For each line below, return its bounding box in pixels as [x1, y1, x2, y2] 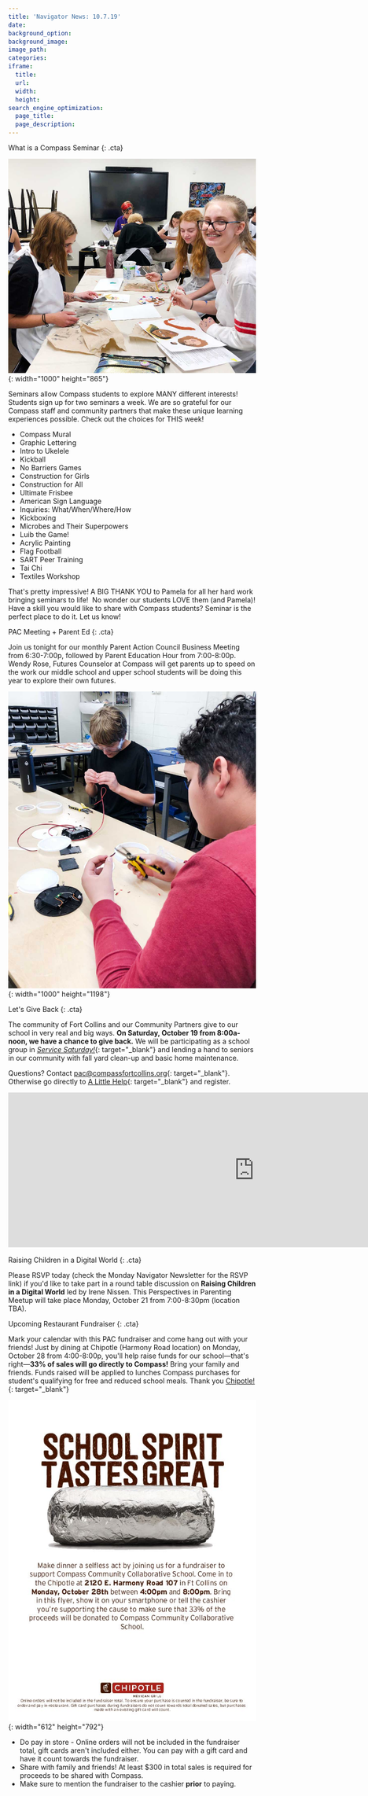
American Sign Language [19, 496, 102, 506]
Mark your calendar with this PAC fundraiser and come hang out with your [8, 1334, 248, 1344]
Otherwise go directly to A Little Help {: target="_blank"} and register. [8, 1077, 231, 1087]
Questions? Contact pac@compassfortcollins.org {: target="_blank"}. [8, 1069, 230, 1078]
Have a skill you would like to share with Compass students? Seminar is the [8, 603, 252, 613]
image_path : [8, 46, 47, 54]
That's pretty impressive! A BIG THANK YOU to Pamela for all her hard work [8, 587, 253, 596]
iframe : [8, 63, 34, 71]
